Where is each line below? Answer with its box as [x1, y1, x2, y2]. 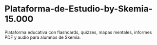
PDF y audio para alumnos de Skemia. [4, 34, 81, 40]
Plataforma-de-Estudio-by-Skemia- [4, 3, 153, 14]
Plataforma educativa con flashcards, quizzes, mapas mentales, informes [4, 29, 152, 35]
